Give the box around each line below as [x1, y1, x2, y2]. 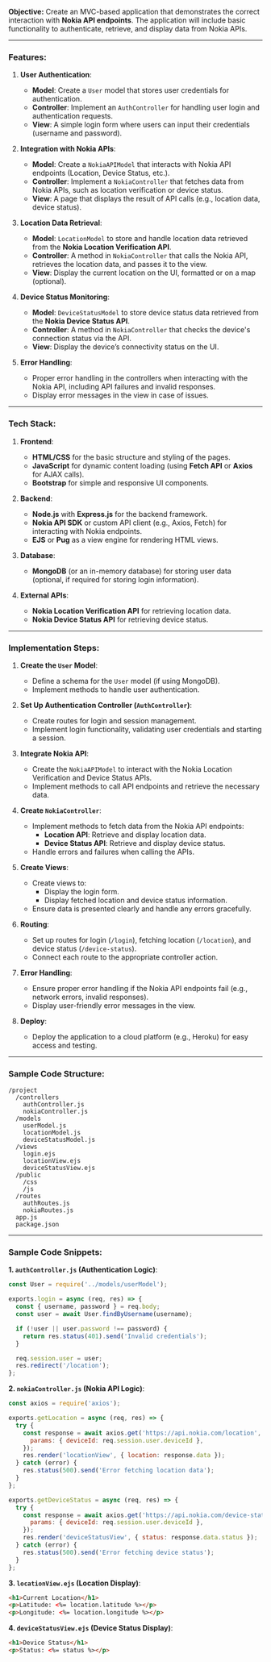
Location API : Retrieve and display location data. [44, 830, 207, 839]
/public [15, 1171, 42, 1180]
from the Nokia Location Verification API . [31, 242, 172, 252]
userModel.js [23, 1122, 67, 1130]
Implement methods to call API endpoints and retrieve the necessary [31, 781, 261, 791]
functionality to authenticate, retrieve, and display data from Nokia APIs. [8, 24, 248, 33]
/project [8, 1086, 38, 1095]
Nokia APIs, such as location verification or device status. [31, 185, 223, 195]
